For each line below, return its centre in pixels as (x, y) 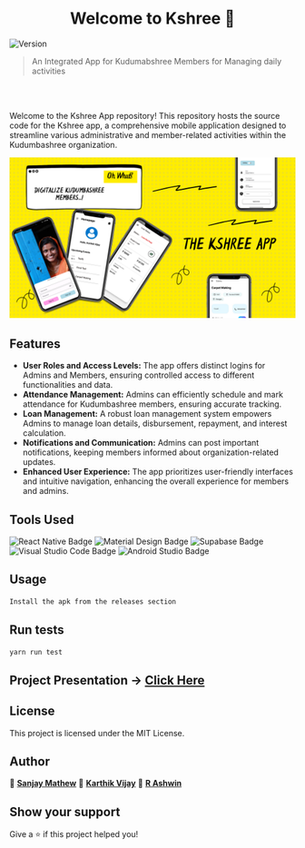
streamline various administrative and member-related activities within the (148, 134)
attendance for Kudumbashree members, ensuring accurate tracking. (152, 404)
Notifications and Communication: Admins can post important (141, 443)
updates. (39, 462)
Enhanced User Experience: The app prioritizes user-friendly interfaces (157, 472)
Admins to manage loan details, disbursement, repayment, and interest (155, 424)
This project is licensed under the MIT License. (97, 733)
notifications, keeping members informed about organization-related (151, 452)
